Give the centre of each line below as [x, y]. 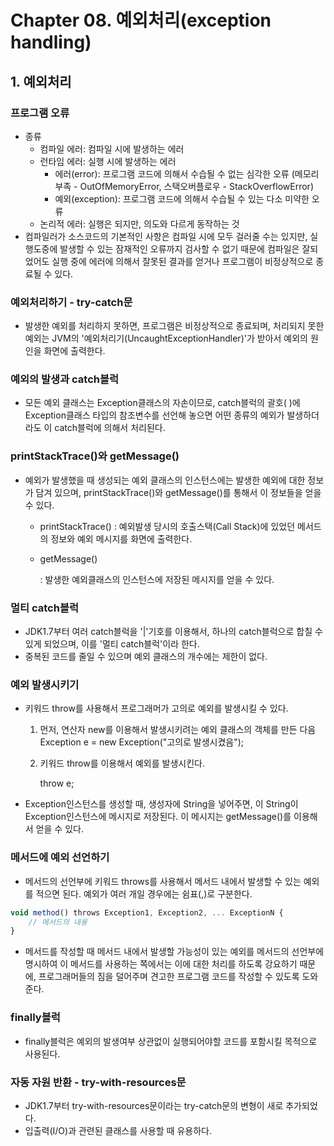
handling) [51, 42]
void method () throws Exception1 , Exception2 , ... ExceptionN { [147, 912]
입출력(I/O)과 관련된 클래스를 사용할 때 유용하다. [118, 1130]
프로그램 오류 [40, 113]
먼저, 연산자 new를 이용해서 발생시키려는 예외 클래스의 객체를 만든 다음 [178, 730]
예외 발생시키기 [45, 684]
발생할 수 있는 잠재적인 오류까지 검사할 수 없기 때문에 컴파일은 [179, 248]
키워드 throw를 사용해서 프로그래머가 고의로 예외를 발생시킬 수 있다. [156, 708]
